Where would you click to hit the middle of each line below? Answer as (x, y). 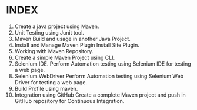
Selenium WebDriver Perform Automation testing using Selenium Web (99, 76)
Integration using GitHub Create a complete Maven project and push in (100, 95)
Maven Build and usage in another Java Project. (72, 39)
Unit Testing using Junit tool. (49, 32)
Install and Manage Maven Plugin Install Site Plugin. (77, 45)
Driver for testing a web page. (51, 82)
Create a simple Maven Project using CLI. (65, 57)
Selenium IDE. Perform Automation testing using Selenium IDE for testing (103, 63)
